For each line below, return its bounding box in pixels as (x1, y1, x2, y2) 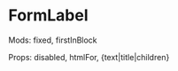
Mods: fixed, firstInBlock (8, 35, 98, 45)
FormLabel (8, 5, 89, 26)
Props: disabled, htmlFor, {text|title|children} (8, 51, 170, 62)
